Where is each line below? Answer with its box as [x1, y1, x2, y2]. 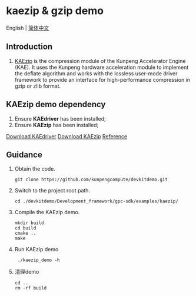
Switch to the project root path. [14, 187, 90, 194]
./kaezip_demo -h [17, 257, 60, 263]
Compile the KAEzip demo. [14, 209, 80, 216]
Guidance [6, 149, 42, 159]
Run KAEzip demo [14, 246, 59, 253]
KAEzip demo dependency [6, 99, 106, 109]
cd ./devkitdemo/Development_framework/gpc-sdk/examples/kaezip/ [14, 198, 178, 204]
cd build [14, 225, 36, 231]
